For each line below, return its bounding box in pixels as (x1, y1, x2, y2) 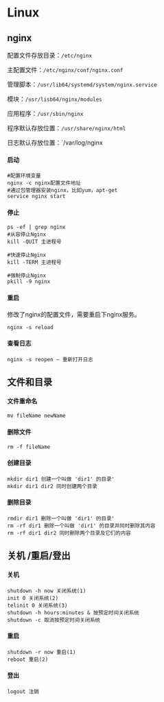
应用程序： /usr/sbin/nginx (7, 110, 84, 117)
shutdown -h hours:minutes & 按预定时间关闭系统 (7, 609, 139, 616)
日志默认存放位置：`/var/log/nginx (7, 138, 103, 147)
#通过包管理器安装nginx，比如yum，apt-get (7, 187, 118, 194)
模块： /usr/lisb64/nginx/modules (7, 95, 102, 103)
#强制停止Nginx (7, 272, 47, 279)
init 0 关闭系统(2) (7, 594, 59, 601)
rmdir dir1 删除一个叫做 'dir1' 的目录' (7, 516, 115, 522)
